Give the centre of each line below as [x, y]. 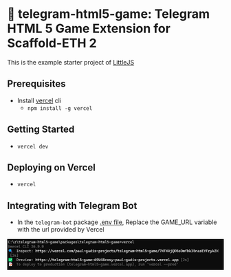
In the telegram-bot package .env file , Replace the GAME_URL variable [117, 222]
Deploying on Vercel [52, 167]
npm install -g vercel [60, 108]
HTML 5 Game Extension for [89, 29]
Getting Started [41, 130]
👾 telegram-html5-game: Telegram [109, 14]
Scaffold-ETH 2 [52, 43]
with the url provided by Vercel [60, 230]
